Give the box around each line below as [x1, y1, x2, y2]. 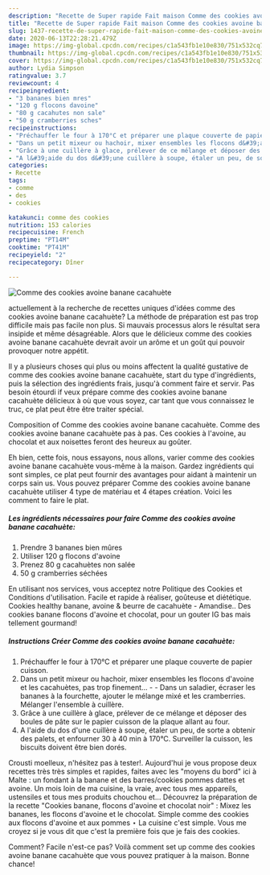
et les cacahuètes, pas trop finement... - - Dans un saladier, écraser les [19, 682, 256, 692]
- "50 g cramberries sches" [8, 117, 103, 125]
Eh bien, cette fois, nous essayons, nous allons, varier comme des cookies [8, 452, 255, 462]
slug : [8, 27, 27, 35]
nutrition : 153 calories [8, 221, 92, 229]
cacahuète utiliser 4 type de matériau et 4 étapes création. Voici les [8, 486, 232, 496]
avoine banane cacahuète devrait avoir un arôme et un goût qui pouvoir [8, 337, 245, 347]
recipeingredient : [8, 86, 70, 95]
